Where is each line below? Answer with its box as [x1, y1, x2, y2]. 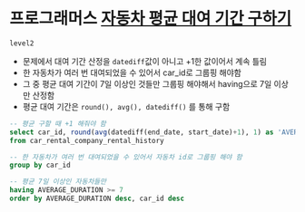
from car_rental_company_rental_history [9, 136, 165, 145]
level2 [9, 38, 34, 48]
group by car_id [9, 160, 71, 170]
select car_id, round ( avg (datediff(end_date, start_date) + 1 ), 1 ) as [9, 128, 274, 137]
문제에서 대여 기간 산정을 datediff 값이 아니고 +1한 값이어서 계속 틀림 [22, 55, 268, 66]
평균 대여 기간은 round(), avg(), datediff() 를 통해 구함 [22, 101, 231, 111]
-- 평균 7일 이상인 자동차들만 [9, 178, 107, 187]
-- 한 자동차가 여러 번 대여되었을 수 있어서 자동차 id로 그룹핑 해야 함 [9, 152, 242, 161]
